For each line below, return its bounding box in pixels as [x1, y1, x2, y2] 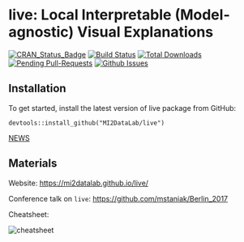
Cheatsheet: [8, 209, 49, 219]
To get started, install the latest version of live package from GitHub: [8, 103, 237, 113]
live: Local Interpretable [8, 6, 172, 24]
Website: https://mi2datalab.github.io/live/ [8, 178, 148, 188]
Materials [8, 156, 58, 171]
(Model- [174, 6, 230, 24]
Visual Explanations [76, 23, 214, 41]
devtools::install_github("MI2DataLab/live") [8, 119, 165, 127]
